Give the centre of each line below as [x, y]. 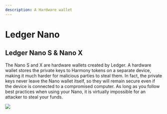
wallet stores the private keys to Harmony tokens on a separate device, [78, 70]
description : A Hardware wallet [39, 10]
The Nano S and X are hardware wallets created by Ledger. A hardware [78, 65]
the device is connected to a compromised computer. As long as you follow [83, 86]
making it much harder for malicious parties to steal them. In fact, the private [84, 75]
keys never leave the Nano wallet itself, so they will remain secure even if [80, 81]
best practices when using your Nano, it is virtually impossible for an [76, 91]
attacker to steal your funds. [34, 97]
